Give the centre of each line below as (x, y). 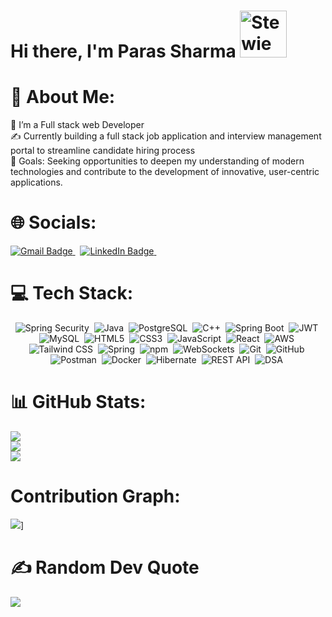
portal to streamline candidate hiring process (103, 151)
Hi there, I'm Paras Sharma (123, 51)
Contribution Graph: (95, 496)
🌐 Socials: (53, 222)
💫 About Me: (63, 97)
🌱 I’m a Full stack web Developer (77, 125)
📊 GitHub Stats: (78, 402)
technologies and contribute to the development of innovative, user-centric (165, 172)
